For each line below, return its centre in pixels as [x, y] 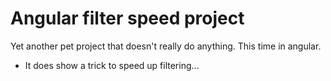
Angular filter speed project [127, 18]
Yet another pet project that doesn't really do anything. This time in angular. [166, 46]
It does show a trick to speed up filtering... [112, 65]
